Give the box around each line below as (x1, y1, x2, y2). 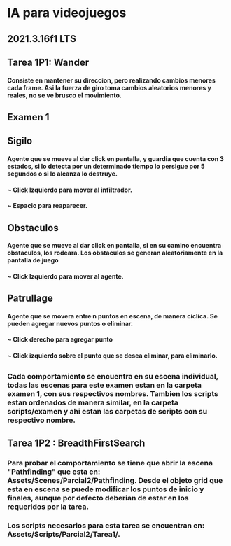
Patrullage (7, 293, 54, 304)
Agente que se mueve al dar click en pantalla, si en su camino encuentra (7, 241, 222, 250)
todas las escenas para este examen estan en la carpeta (7, 380, 202, 390)
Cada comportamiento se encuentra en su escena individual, (7, 372, 218, 381)
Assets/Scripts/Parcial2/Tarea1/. (7, 529, 120, 539)
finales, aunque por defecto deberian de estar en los (7, 493, 189, 503)
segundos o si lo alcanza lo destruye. (7, 169, 118, 178)
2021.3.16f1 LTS (7, 33, 77, 45)
